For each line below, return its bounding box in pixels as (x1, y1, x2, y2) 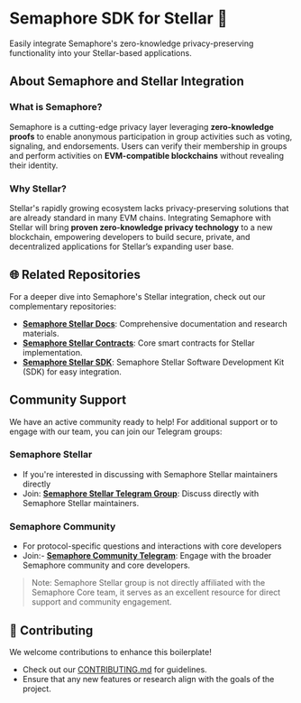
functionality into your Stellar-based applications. (9, 47, 192, 58)
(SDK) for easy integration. (22, 365, 122, 377)
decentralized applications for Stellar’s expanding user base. (9, 241, 234, 252)
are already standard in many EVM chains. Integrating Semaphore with (9, 212, 271, 223)
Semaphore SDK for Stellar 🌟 (9, 8, 228, 29)
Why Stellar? (9, 182, 68, 195)
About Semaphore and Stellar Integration (9, 74, 245, 89)
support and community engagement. (31, 597, 173, 607)
